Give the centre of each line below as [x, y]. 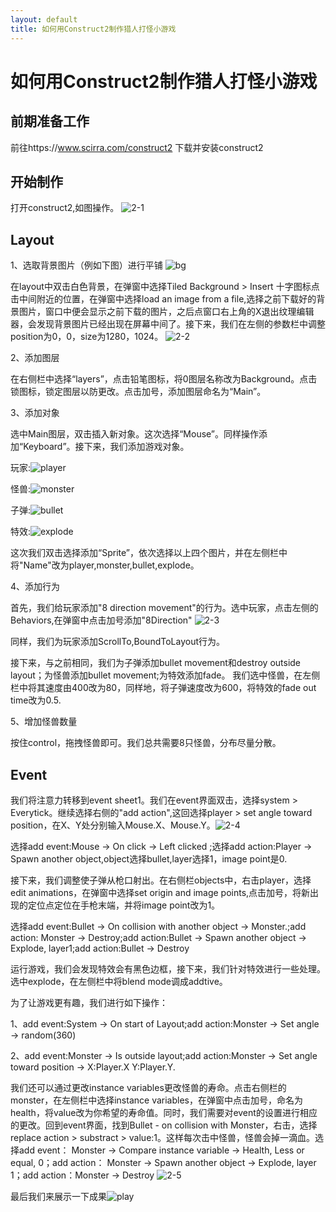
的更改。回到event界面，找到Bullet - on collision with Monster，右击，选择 [164, 1125]
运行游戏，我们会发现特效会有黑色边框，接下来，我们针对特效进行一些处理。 [168, 968]
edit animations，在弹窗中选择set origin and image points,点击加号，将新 [160, 892]
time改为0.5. [36, 700]
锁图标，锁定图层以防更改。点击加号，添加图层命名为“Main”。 [138, 392]
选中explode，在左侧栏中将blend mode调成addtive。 [119, 981]
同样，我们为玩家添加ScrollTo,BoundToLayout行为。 [117, 642]
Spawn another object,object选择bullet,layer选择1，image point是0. [149, 858]
